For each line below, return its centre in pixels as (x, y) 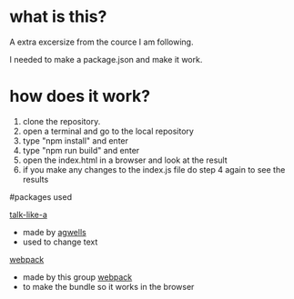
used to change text (60, 242)
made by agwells (54, 232)
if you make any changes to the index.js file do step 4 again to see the (154, 169)
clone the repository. (61, 121)
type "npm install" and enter (76, 140)
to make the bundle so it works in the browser (108, 286)
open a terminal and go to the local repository (108, 131)
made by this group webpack (77, 277)
